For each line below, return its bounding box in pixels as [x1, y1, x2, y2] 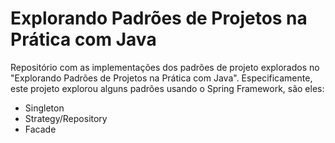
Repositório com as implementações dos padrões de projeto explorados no [10, 61, 320, 73]
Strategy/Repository [24, 112, 108, 124]
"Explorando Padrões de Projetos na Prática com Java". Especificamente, [10, 72, 313, 84]
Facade [24, 123, 57, 135]
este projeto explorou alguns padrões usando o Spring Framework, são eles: [10, 82, 325, 94]
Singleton [24, 102, 65, 114]
